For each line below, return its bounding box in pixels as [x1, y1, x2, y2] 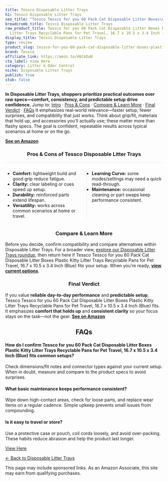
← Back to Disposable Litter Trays [5, 455, 75, 461]
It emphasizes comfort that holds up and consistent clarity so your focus [5, 308, 158, 314]
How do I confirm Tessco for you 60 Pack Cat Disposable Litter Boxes [5, 342, 152, 348]
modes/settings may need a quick [91, 176, 161, 182]
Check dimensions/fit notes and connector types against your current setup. [5, 364, 163, 370]
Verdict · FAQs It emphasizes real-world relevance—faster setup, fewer [5, 107, 151, 113]
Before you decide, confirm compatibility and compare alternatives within [5, 241, 156, 247]
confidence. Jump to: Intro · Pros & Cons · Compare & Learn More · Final [5, 101, 155, 108]
